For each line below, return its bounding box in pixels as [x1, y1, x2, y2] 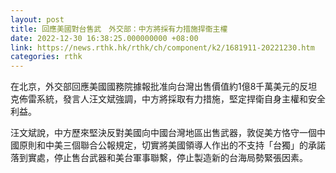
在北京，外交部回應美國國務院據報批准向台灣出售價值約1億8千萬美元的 [10, 81, 300, 93]
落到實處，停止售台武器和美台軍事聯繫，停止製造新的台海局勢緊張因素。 [10, 152, 308, 164]
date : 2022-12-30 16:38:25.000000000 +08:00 [10, 33, 199, 43]
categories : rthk [10, 52, 83, 62]
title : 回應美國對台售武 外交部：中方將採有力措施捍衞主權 [10, 24, 228, 34]
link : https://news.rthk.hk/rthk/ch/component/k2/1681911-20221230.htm [10, 42, 315, 53]
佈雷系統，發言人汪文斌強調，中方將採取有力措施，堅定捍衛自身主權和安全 [18, 93, 326, 105]
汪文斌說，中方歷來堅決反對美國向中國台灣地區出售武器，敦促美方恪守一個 [10, 127, 317, 139]
